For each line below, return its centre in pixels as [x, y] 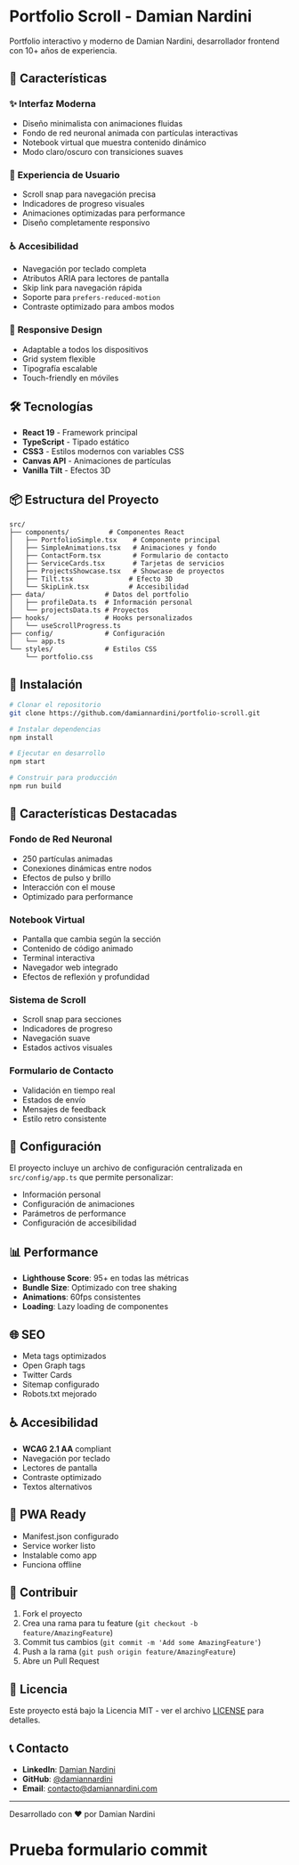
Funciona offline [52, 1564]
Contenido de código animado [77, 948]
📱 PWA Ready [48, 1515]
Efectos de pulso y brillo [66, 877]
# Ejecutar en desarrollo [57, 753]
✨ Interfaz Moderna [53, 104]
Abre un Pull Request [61, 1661]
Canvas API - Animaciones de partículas [97, 461]
